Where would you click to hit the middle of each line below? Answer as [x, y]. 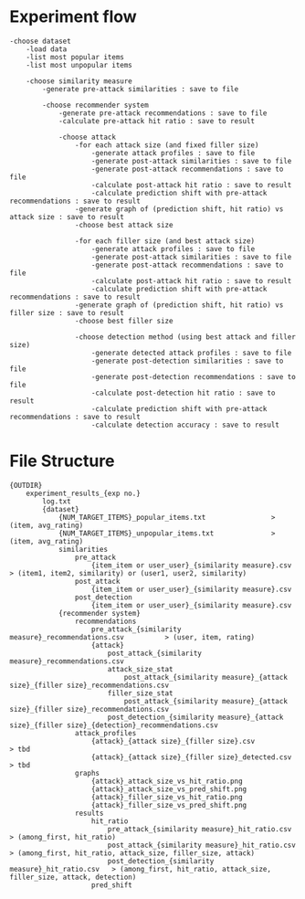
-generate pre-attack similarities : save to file [141, 89]
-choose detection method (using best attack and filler [185, 337]
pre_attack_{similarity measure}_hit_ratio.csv [200, 829]
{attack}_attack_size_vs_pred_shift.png [169, 789]
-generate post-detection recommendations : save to [194, 376]
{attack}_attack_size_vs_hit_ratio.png [167, 781]
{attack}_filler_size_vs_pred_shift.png [169, 805]
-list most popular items [75, 57]
